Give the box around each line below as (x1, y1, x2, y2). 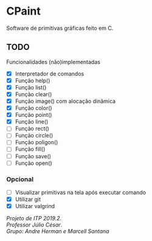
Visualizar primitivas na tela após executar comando (15, 189, 147, 196)
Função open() (15, 159, 53, 167)
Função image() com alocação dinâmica (15, 97, 116, 105)
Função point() (15, 111, 52, 119)
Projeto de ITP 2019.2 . (6, 215, 62, 222)
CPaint (6, 4, 41, 18)
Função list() (15, 83, 47, 91)
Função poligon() (15, 139, 58, 146)
